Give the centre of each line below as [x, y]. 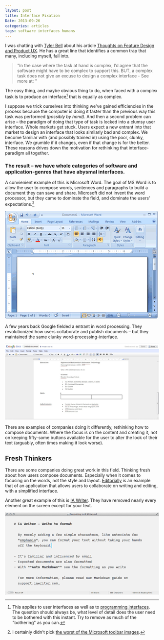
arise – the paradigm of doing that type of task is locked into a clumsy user [80, 122]
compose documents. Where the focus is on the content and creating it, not [81, 432]
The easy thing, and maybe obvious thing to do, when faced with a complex [81, 91]
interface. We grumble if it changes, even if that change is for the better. [78, 143]
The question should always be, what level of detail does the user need [84, 612]
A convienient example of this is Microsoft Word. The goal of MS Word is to [81, 183]
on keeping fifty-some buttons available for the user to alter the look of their [81, 438]
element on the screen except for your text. [49, 506]
